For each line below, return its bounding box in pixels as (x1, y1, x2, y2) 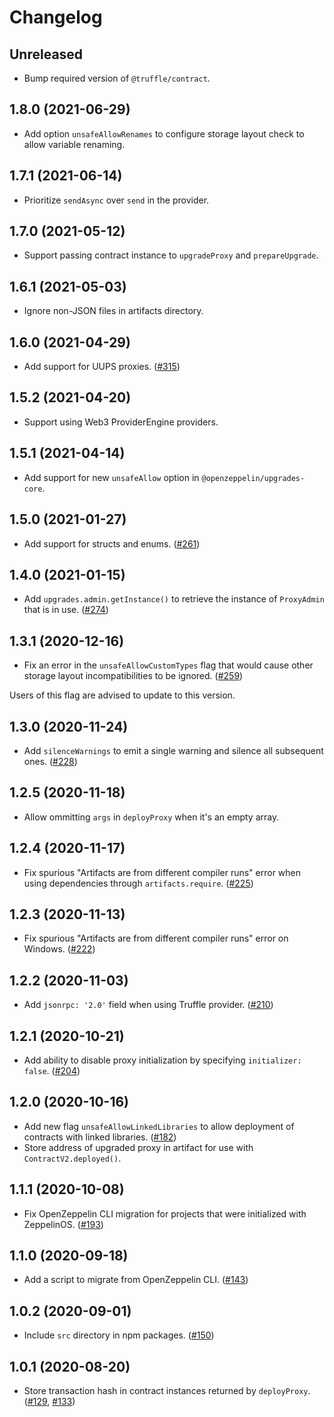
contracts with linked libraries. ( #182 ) (23, 1131, 177, 1143)
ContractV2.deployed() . (23, 1152, 122, 1164)
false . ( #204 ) (23, 1065, 81, 1076)
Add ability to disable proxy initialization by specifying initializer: (23, 1054, 302, 1066)
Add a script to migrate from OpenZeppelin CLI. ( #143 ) (23, 1274, 249, 1286)
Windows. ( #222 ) (23, 943, 96, 955)
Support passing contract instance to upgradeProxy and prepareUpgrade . (23, 249, 319, 261)
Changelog (9, 6, 103, 29)
